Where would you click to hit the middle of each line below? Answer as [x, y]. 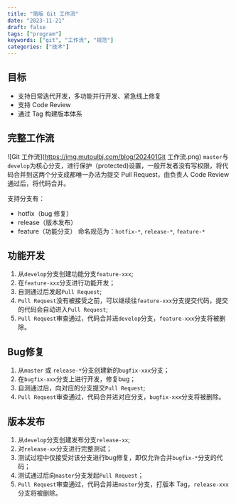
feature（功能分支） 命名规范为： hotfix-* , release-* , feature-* [111, 231]
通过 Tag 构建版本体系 [50, 114]
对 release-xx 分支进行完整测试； [65, 449]
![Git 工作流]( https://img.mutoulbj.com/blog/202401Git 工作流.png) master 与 [118, 156]
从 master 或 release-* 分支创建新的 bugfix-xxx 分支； [93, 371]
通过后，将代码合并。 [38, 183]
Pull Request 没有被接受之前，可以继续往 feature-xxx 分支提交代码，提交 [123, 301]
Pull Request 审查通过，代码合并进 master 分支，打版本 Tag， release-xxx [123, 484]
